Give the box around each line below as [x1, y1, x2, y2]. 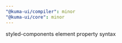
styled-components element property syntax [5, 30, 116, 37]
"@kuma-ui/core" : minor [5, 14, 65, 20]
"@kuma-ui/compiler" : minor [5, 8, 76, 15]
